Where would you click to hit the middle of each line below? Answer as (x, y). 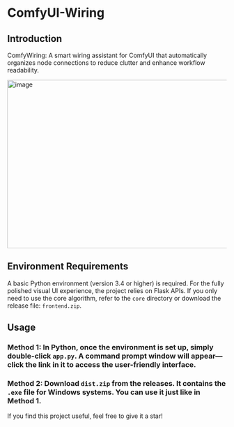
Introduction (35, 39)
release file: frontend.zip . (45, 306)
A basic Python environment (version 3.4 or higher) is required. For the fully (116, 283)
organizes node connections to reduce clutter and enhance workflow (106, 63)
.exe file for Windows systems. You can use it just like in (104, 392)
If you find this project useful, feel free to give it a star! (85, 416)
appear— (206, 356)
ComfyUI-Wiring (56, 13)
